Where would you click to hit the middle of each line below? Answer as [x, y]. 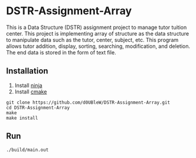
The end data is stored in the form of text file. [61, 52]
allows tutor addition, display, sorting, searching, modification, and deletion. [98, 46]
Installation [27, 71]
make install [22, 118]
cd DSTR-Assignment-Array [38, 108]
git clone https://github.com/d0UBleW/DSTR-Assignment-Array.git [88, 102]
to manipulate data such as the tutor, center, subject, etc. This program [92, 40]
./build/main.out [27, 150]
